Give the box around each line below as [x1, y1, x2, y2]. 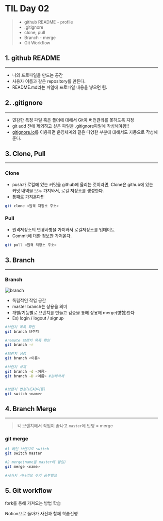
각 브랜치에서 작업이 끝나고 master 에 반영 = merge [16, 423, 113, 429]
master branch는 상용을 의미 [12, 303, 67, 309]
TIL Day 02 [5, 3, 49, 14]
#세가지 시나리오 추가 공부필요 [5, 473, 57, 478]
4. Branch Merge [5, 404, 57, 413]
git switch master [5, 451, 42, 456]
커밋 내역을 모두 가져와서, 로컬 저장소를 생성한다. [12, 187, 104, 193]
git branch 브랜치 [5, 329, 39, 334]
